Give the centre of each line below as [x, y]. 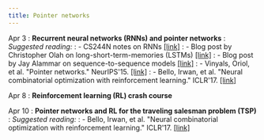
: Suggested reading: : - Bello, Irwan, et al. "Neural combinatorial [113, 119]
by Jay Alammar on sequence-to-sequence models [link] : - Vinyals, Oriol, [129, 63]
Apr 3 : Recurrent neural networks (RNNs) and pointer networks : [117, 38]
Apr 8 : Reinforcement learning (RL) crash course [90, 95]
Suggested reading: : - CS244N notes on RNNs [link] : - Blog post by [120, 46]
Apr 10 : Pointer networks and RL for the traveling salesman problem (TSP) [132, 111]
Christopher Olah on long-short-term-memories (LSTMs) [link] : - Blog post [131, 55]
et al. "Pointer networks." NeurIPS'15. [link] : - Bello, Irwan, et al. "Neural [126, 71]
